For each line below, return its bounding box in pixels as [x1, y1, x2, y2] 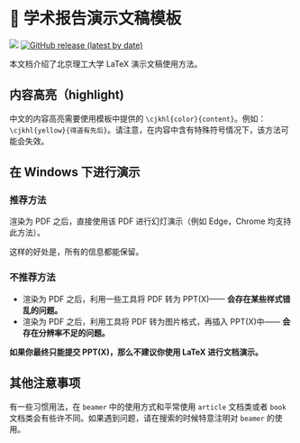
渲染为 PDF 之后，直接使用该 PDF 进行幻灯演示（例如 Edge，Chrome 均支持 [9, 216, 292, 226]
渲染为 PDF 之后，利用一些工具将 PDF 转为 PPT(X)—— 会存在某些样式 [22, 293, 283, 304]
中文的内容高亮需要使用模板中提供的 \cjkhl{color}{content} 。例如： [9, 113, 267, 124]
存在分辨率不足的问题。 [22, 327, 110, 338]
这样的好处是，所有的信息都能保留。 [9, 246, 144, 257]
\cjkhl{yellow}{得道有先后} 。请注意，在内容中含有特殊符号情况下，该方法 [9, 124, 281, 135]
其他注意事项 [9, 375, 81, 391]
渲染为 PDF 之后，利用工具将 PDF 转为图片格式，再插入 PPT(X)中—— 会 [22, 316, 291, 327]
